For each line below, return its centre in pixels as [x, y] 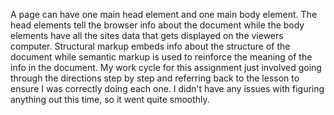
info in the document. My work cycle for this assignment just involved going [166, 67]
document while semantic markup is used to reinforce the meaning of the [161, 57]
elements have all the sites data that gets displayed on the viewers [147, 35]
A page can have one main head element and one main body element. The [164, 14]
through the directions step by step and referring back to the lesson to [155, 78]
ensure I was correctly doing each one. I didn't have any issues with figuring [167, 88]
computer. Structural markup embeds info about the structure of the [150, 46]
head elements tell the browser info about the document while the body [157, 25]
